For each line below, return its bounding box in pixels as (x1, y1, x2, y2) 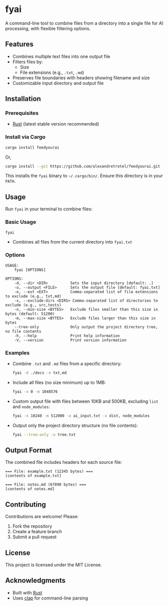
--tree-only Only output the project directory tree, (14, 324, 158, 329)
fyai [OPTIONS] (14, 267, 46, 272)
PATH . (5, 178, 16, 184)
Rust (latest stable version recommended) (12, 121, 99, 127)
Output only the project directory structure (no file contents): (12, 422, 138, 428)
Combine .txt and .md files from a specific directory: (12, 360, 122, 367)
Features (5, 40, 34, 49)
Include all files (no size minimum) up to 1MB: (12, 379, 106, 385)
